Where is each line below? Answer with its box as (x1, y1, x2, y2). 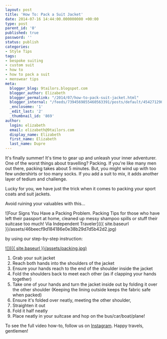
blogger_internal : (9, 100, 48, 105)
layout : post (5, 7, 32, 12)
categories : (5, 44, 30, 49)
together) (12, 276, 32, 282)
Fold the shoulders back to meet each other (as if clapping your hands (12, 271, 157, 276)
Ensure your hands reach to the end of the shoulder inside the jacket (12, 265, 153, 271)
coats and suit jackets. (5, 191, 51, 197)
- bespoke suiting (5, 58, 43, 63)
